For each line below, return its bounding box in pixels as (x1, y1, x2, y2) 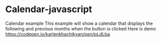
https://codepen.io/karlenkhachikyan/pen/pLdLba (5, 31, 110, 37)
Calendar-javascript (5, 4, 93, 15)
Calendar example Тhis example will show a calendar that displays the (5, 20, 153, 26)
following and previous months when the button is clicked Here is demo (5, 25, 156, 31)
